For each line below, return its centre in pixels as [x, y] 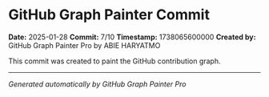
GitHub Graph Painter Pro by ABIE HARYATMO [84, 45]
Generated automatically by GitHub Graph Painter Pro [97, 84]
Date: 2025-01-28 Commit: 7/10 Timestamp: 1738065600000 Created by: [132, 37]
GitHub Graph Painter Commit [109, 15]
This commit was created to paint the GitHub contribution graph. [114, 61]
